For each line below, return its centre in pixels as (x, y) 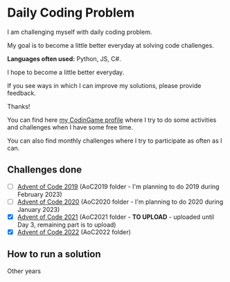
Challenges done (44, 170)
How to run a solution (54, 254)
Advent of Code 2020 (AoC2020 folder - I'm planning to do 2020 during (120, 202)
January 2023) (38, 209)
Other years (24, 271)
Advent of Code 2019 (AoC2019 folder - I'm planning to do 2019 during (118, 186)
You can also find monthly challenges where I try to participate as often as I (115, 141)
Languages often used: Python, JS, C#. (64, 59)
